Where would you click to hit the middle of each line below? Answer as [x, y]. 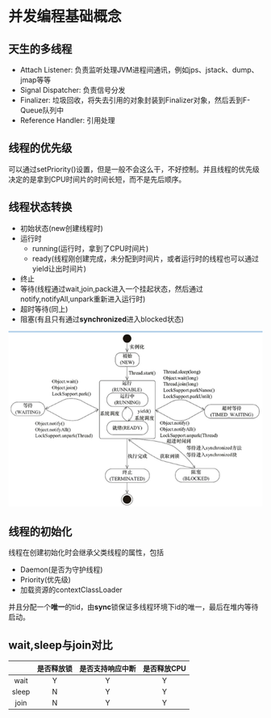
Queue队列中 [42, 110]
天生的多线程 [40, 49]
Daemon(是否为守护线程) [61, 569]
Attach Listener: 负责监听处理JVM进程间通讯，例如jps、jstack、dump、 [139, 70]
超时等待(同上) [44, 309]
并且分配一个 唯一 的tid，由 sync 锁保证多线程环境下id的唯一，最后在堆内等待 [133, 607]
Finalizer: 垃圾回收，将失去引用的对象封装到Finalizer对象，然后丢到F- [135, 100]
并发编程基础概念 [65, 17]
